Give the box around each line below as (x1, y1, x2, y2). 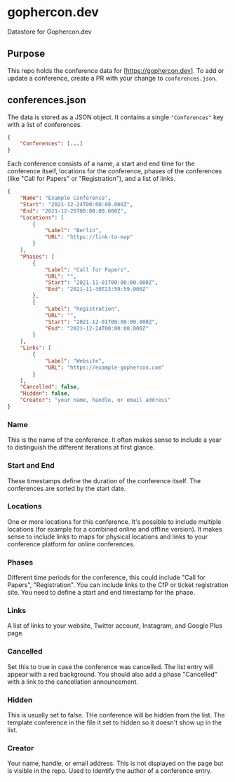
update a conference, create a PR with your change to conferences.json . (7, 74, 217, 82)
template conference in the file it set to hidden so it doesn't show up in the (7, 718, 222, 727)
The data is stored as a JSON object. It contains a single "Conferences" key (7, 113, 224, 121)
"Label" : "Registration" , (44, 305, 121, 312)
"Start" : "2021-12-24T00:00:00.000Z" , (20, 201, 133, 208)
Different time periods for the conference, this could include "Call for (7, 573, 206, 582)
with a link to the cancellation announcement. (7, 677, 139, 686)
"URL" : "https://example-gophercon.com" (44, 364, 165, 371)
